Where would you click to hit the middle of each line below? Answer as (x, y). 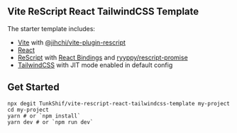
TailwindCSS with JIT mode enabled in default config (95, 65)
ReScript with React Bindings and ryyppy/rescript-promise (103, 57)
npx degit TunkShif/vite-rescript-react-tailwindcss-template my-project (119, 103)
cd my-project (28, 110)
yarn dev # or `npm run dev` (50, 122)
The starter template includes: (51, 28)
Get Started (33, 87)
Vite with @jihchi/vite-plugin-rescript (72, 42)
